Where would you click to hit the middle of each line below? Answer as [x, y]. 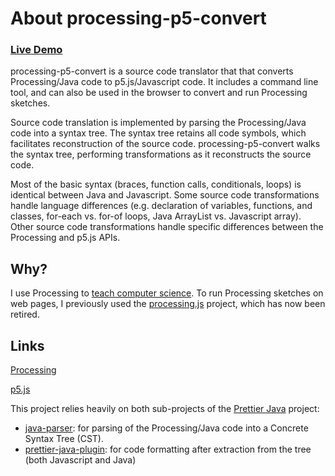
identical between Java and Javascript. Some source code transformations [165, 195]
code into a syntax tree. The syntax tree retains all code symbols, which [158, 133]
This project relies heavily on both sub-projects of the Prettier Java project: [165, 409]
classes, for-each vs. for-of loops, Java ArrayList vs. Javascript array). [156, 216]
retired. [25, 314]
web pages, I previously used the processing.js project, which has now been [168, 304]
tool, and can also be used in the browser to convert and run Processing [159, 93]
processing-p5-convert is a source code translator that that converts [152, 71]
